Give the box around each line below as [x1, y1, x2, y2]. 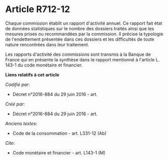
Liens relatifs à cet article [5, 71, 60, 77]
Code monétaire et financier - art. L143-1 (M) [12, 149, 106, 155]
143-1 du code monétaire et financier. [5, 62, 83, 68]
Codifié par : [5, 82, 30, 88]
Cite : [5, 140, 15, 146]
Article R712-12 [5, 4, 71, 15]
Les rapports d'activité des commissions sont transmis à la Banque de [5, 51, 151, 57]
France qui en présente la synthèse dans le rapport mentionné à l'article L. [5, 56, 160, 62]
